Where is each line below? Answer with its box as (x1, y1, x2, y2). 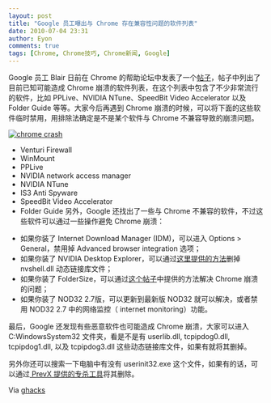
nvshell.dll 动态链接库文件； (19, 264, 113, 274)
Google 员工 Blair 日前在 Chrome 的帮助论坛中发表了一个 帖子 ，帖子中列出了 (8, 73, 261, 82)
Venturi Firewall (19, 145, 73, 155)
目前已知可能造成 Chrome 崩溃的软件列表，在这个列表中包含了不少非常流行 (8, 83, 259, 92)
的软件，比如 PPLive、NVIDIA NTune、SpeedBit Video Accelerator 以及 (8, 93, 247, 102)
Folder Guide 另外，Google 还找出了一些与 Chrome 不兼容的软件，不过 (19, 206, 256, 215)
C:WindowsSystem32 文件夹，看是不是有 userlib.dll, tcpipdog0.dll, (8, 332, 231, 341)
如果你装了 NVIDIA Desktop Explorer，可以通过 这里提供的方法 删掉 (19, 254, 241, 263)
